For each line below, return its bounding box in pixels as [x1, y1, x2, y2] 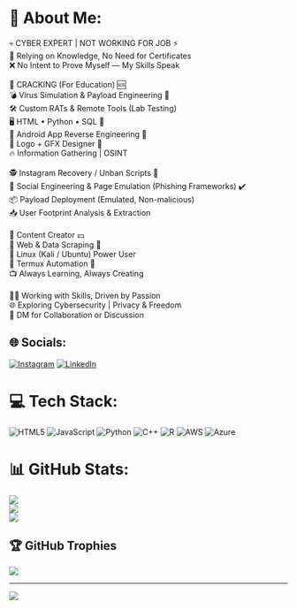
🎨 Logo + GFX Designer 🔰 [9, 138, 103, 148]
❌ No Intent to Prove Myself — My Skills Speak [9, 59, 180, 70]
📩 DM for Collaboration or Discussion [9, 309, 144, 320]
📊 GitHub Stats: [9, 459, 130, 479]
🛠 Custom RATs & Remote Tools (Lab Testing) [9, 103, 177, 113]
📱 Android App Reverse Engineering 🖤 [9, 128, 148, 140]
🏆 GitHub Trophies [9, 538, 118, 553]
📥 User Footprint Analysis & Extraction [9, 207, 151, 217]
